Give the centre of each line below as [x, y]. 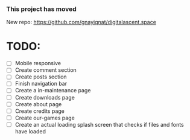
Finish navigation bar [41, 84]
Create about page [38, 104]
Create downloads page [45, 97]
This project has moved [41, 9]
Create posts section [41, 77]
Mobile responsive [38, 63]
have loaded [30, 131]
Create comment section [46, 70]
